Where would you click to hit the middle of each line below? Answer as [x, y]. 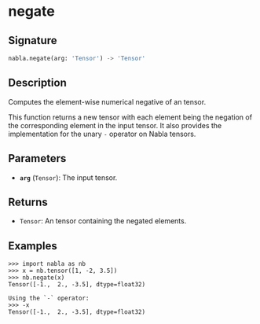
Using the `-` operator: [49, 298]
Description [37, 83]
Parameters [37, 158]
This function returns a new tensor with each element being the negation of [130, 117]
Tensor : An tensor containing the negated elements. [103, 221]
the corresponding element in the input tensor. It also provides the [115, 125]
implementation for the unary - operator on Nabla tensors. [102, 134]
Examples [33, 246]
